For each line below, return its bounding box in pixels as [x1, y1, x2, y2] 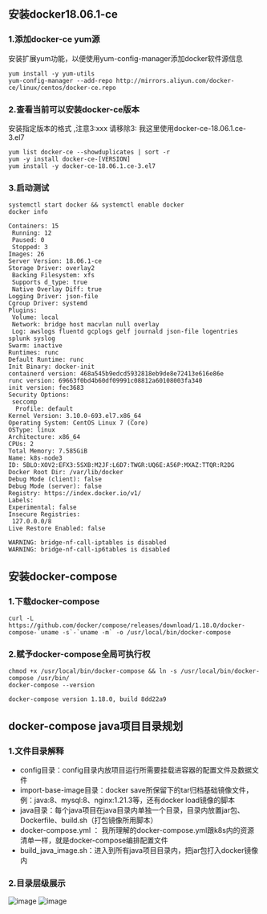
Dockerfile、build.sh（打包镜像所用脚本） [19, 815, 158, 825]
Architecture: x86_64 [8, 433, 81, 441]
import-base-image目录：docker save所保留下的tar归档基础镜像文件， [19, 785, 253, 794]
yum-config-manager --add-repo [8, 76, 113, 84]
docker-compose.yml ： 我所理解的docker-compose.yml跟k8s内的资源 [19, 825, 255, 834]
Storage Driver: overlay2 [8, 264, 95, 273]
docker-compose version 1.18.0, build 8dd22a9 [8, 695, 167, 703]
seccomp [11, 398, 38, 406]
